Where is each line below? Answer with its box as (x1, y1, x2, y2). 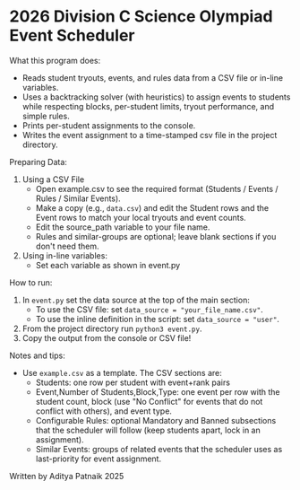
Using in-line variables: (21, 249, 107, 261)
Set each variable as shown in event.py (35, 259, 181, 270)
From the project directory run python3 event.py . (21, 323, 202, 334)
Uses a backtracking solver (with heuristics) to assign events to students (21, 92, 291, 102)
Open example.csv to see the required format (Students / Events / (35, 183, 279, 194)
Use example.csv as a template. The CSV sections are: (21, 367, 222, 378)
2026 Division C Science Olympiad (9, 6, 273, 27)
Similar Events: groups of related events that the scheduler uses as (35, 443, 283, 454)
